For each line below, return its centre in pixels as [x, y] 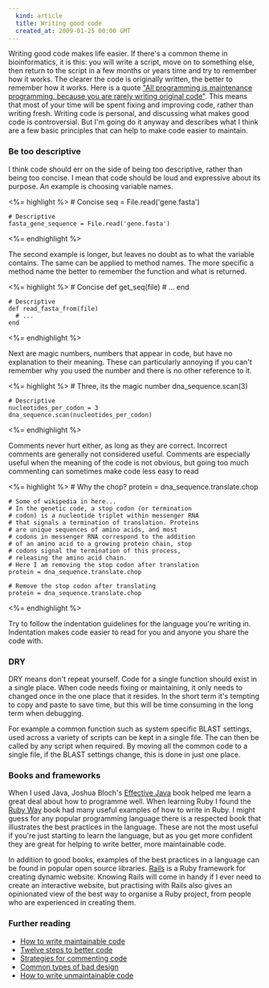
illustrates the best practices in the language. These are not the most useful [133, 827]
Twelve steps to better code [66, 949]
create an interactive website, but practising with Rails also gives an [120, 886]
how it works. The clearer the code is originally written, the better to [120, 79]
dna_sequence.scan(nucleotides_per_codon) [80, 415]
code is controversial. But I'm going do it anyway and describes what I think [133, 122]
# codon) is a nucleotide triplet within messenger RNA [104, 515]
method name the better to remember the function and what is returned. [128, 271]
